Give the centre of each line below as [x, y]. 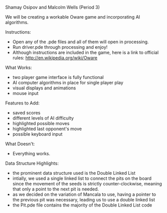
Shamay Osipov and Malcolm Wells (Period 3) [53, 7]
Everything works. [31, 153]
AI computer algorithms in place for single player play [68, 83]
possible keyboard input [37, 134]
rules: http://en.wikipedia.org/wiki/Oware [55, 58]
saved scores [26, 113]
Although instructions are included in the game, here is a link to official [86, 52]
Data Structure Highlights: [32, 163]
